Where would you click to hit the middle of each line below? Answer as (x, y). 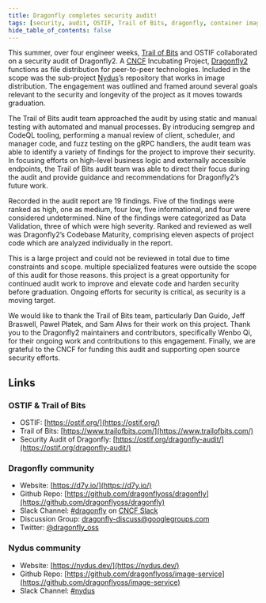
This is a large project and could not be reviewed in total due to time (119, 259)
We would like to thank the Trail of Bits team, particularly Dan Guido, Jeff (127, 316)
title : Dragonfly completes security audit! (83, 15)
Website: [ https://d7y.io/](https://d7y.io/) (85, 485)
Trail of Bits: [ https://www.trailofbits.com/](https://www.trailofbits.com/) (137, 431)
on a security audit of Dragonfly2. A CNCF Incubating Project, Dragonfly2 (128, 61)
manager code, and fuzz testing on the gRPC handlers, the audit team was (130, 144)
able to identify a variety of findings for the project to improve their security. (132, 152)
